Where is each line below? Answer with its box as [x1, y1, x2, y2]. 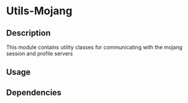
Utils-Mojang [6, 4, 73, 18]
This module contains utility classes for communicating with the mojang [6, 43, 183, 51]
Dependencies [6, 88, 61, 98]
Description [6, 28, 51, 38]
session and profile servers [6, 50, 73, 57]
